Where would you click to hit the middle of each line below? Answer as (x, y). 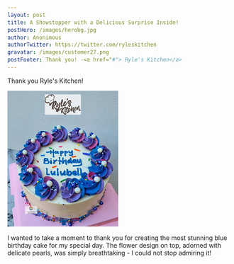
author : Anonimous (34, 38)
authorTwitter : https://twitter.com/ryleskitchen (82, 45)
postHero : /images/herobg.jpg (52, 30)
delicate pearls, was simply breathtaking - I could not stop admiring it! (109, 253)
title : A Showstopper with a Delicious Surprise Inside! (93, 22)
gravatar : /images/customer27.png (58, 52)
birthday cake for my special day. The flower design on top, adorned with (115, 245)
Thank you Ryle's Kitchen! (45, 81)
